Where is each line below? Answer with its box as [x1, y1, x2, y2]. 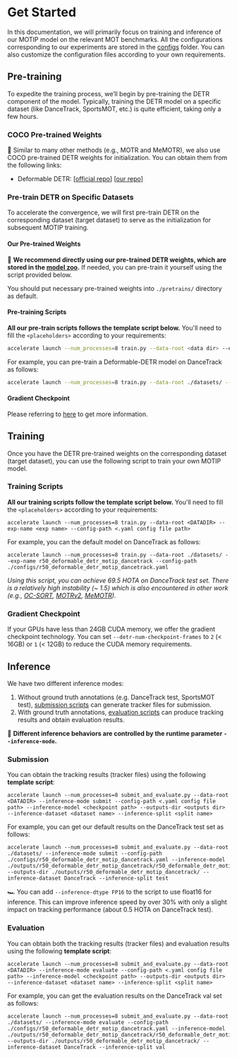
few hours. [7, 112, 39, 120]
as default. [7, 292, 39, 300]
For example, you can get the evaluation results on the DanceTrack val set [7, 991, 222, 1000]
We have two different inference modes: [7, 679, 124, 687]
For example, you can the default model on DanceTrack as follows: [7, 537, 201, 546]
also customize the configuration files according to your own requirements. [7, 50, 226, 59]
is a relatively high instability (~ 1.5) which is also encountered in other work [7, 583, 229, 592]
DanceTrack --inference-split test [63, 875, 169, 882]
